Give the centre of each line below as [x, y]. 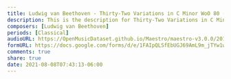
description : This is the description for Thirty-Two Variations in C [110, 20]
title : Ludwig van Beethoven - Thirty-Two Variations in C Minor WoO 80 [113, 13]
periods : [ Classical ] [38, 33]
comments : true [29, 52]
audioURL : [21, 39]
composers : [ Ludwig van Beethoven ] [58, 26]
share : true [24, 58]
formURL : [20, 45]
